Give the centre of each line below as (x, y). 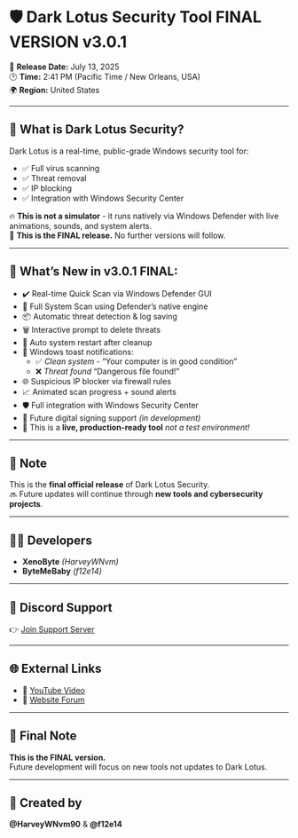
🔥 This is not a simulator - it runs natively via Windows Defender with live (144, 216)
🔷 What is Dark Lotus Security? (97, 130)
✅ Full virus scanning (61, 168)
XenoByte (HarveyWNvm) (71, 562)
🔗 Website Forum (53, 700)
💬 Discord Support (61, 608)
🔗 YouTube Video (54, 690)
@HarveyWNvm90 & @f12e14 (66, 824)
